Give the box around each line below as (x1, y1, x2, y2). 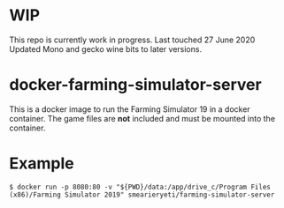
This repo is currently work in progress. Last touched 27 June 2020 (9, 34, 256, 45)
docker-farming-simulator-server (9, 75, 263, 95)
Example (9, 153, 74, 174)
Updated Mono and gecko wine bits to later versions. (9, 43, 202, 54)
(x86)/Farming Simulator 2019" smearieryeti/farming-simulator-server (9, 190, 275, 199)
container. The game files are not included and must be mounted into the (9, 113, 276, 123)
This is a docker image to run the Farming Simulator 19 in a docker (9, 103, 250, 115)
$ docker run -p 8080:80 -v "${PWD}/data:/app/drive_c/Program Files (9, 182, 272, 191)
